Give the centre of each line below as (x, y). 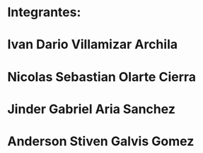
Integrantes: (44, 12)
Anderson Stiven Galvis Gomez (101, 141)
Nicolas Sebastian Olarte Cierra (102, 76)
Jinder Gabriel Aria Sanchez (91, 109)
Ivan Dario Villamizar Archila (93, 45)
